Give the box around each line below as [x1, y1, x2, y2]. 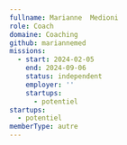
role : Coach [9, 22, 54, 31]
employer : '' [25, 80, 75, 89]
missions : [9, 47, 47, 56]
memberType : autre [9, 122, 78, 131]
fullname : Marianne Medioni [9, 13, 119, 23]
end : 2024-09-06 [25, 64, 87, 73]
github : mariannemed [9, 38, 87, 48]
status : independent [25, 72, 103, 81]
